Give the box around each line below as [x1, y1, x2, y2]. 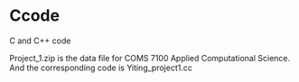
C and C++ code [9, 35, 71, 46]
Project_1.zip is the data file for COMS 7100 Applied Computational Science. [9, 52, 291, 63]
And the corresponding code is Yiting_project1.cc [9, 62, 192, 73]
